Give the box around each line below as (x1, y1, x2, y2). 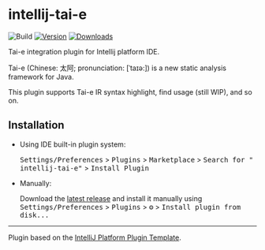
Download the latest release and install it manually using (19, 193, 203, 203)
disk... (19, 211, 50, 219)
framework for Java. (8, 72, 74, 81)
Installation (8, 118, 65, 132)
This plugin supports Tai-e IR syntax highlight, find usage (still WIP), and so (8, 87, 252, 96)
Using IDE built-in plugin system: (19, 140, 126, 149)
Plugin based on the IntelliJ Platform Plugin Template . (8, 233, 181, 242)
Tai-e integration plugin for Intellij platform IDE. (8, 47, 160, 56)
